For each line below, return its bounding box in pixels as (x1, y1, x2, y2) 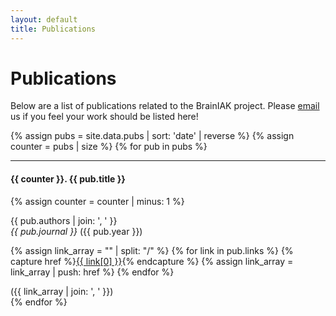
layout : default (10, 14, 78, 25)
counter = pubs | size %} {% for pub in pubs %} (10, 141, 208, 153)
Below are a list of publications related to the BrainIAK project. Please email (10, 100, 320, 112)
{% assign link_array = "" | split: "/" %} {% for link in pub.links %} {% (10, 244, 294, 256)
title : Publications (10, 24, 97, 34)
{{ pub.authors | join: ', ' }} (10, 214, 118, 226)
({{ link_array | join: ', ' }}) (10, 285, 114, 297)
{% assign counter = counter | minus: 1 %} (10, 195, 185, 207)
